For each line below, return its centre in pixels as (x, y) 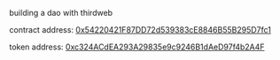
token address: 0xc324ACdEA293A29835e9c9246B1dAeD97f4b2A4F (137, 47)
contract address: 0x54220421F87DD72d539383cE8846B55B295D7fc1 (140, 30)
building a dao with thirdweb (61, 13)
